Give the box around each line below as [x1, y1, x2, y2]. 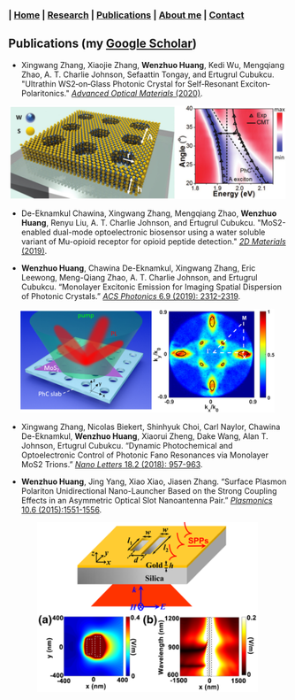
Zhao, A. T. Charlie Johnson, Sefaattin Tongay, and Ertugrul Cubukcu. [20, 69, 275, 80]
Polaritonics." [20, 88, 70, 98]
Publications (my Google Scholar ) [8, 36, 198, 51]
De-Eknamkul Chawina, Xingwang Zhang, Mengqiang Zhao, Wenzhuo [20, 208, 277, 219]
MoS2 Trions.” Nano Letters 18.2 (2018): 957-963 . [20, 459, 203, 470]
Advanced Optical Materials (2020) [71, 88, 200, 98]
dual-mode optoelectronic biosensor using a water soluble [52, 227, 266, 238]
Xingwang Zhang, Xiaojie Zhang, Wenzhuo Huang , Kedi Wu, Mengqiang [20, 59, 284, 70]
